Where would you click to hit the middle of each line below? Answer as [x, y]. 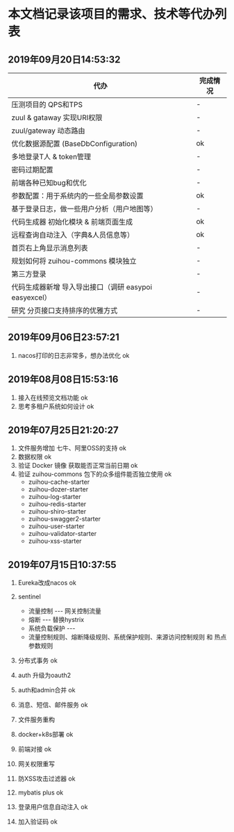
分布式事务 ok [37, 660]
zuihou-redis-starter [57, 504]
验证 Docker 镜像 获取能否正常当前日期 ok [78, 466]
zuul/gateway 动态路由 [48, 131]
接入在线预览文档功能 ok [53, 398]
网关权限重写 [36, 764]
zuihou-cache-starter [59, 482]
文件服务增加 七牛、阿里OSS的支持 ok [72, 448]
